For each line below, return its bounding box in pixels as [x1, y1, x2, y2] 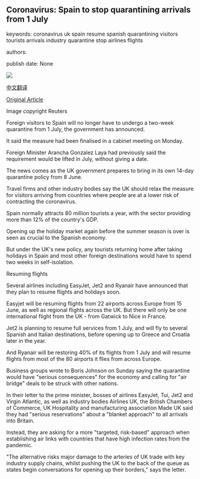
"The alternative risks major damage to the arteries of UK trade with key [6, 453, 185, 460]
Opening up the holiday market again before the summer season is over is [6, 227, 190, 234]
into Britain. [6, 417, 35, 424]
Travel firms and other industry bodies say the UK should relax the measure [6, 185, 194, 192]
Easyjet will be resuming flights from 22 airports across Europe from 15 [6, 299, 183, 307]
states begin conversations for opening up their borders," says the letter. [6, 466, 186, 473]
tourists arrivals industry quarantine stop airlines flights [6, 36, 143, 44]
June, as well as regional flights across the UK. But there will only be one [6, 306, 187, 313]
